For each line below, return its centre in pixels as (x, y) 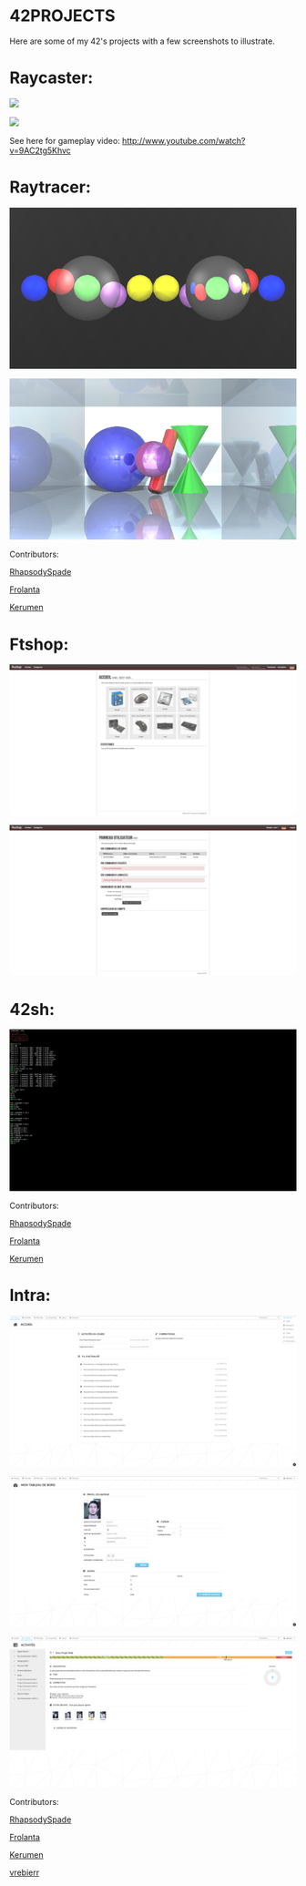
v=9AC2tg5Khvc (40, 150)
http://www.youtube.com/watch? (184, 140)
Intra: (31, 1296)
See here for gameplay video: (65, 140)
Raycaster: (51, 78)
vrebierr (24, 1872)
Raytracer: (50, 187)
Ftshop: (39, 644)
